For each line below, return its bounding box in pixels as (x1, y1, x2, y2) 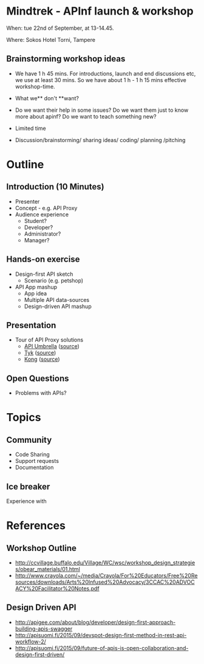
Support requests (15, 457, 59, 465)
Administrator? (24, 230, 61, 238)
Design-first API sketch (15, 270, 73, 278)
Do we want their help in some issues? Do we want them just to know (15, 106, 189, 114)
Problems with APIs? (15, 389, 67, 397)
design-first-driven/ (15, 651, 65, 658)
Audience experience (15, 211, 69, 218)
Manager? (24, 236, 50, 244)
